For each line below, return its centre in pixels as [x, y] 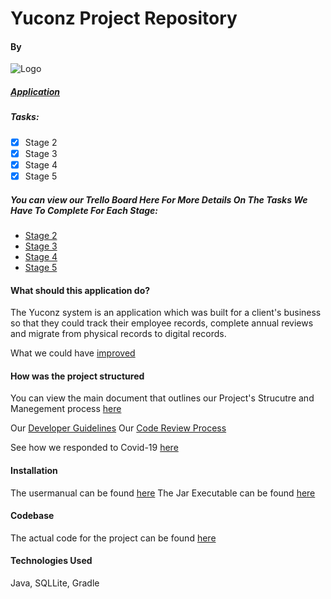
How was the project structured [77, 376]
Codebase [32, 516]
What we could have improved [73, 353]
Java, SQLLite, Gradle [55, 583]
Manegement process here [66, 409]
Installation [34, 470]
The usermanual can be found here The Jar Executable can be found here [163, 493]
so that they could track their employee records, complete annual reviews [162, 323]
